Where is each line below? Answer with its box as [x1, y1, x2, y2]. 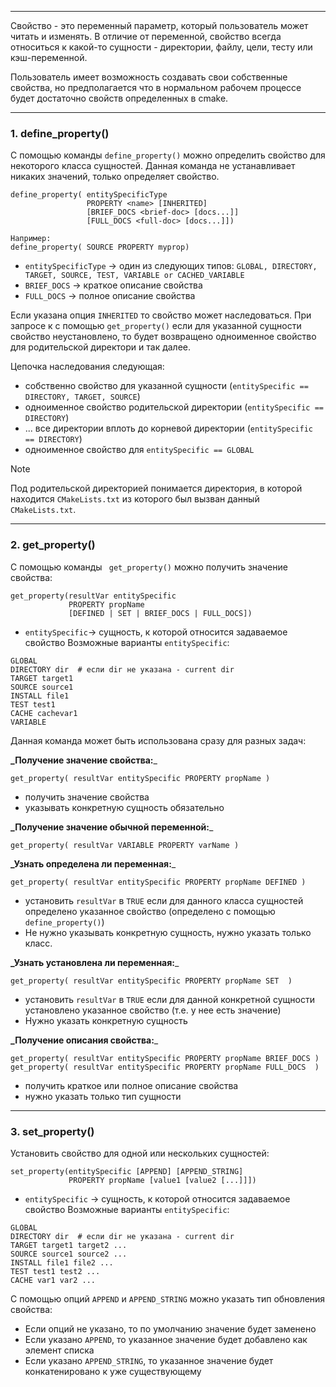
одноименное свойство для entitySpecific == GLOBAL [24, 444, 255, 456]
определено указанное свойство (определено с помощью [24, 905, 276, 917]
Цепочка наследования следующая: [10, 361, 165, 373]
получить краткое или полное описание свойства [24, 1079, 239, 1091]
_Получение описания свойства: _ [10, 1034, 159, 1046]
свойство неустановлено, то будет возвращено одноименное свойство [10, 331, 317, 343]
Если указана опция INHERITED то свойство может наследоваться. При [10, 309, 312, 321]
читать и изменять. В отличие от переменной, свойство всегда [10, 31, 282, 42]
